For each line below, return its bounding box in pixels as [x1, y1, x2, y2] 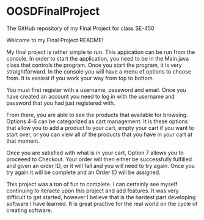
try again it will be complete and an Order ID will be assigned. [6, 169, 161, 176]
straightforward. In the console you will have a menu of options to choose [6, 67, 191, 75]
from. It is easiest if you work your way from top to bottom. [6, 74, 155, 82]
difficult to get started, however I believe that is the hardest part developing [6, 193, 196, 200]
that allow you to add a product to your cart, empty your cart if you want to [6, 124, 194, 131]
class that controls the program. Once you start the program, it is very [6, 61, 182, 69]
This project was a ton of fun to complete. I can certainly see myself [6, 180, 178, 188]
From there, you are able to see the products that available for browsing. [6, 111, 188, 118]
